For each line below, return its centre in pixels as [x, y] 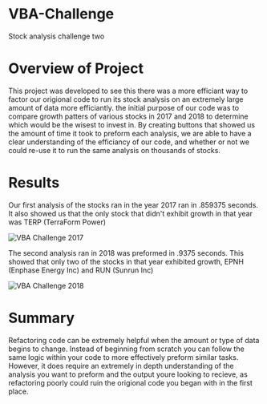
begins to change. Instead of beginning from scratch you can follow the [126, 349]
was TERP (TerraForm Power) [57, 222]
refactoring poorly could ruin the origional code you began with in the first [130, 382]
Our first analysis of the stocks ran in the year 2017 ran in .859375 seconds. [133, 204]
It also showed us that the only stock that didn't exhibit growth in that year [130, 213]
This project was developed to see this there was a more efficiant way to [128, 91]
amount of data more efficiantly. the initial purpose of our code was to [123, 107]
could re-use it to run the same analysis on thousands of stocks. [114, 150]
